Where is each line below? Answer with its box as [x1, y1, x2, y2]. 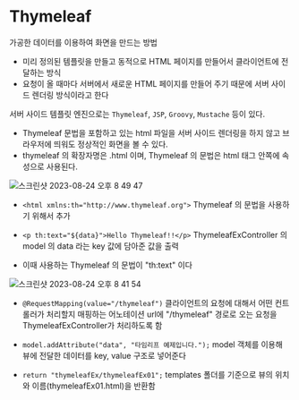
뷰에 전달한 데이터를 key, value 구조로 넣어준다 [21, 350, 186, 361]
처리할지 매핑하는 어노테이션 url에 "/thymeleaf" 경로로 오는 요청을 [46, 309, 278, 319]
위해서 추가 [31, 210, 71, 221]
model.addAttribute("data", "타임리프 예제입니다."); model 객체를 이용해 [21, 338, 284, 350]
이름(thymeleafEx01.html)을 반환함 [31, 380, 156, 391]
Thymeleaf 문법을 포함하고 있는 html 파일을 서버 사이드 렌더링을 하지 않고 [21, 127, 280, 138]
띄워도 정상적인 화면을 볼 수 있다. [53, 139, 168, 149]
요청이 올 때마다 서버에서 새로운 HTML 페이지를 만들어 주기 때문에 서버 [21, 78, 269, 89]
